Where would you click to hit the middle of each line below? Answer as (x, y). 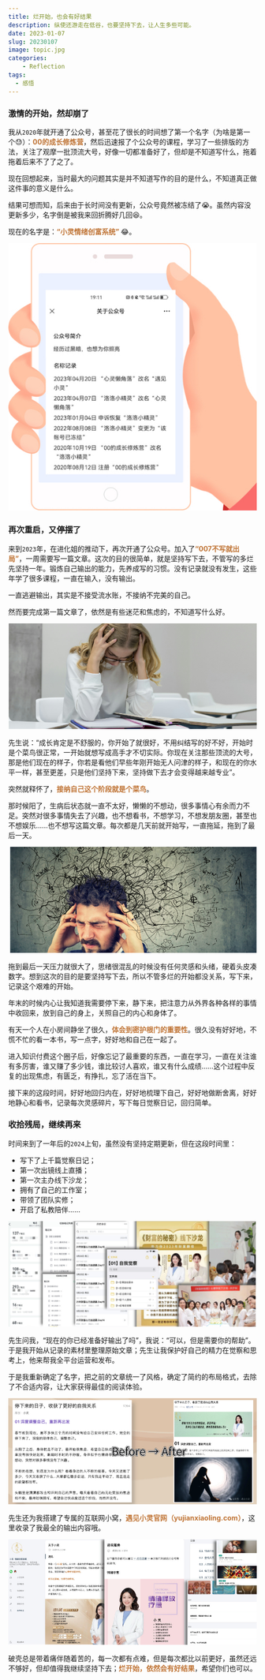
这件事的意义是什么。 (43, 188)
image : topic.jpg (37, 50)
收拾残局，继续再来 (45, 1124)
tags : (17, 75)
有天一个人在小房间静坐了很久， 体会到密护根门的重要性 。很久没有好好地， (129, 1029)
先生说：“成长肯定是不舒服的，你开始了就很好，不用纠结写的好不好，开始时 (131, 743)
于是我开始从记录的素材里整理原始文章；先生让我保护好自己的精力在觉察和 (129, 1350)
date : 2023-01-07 (37, 33)
